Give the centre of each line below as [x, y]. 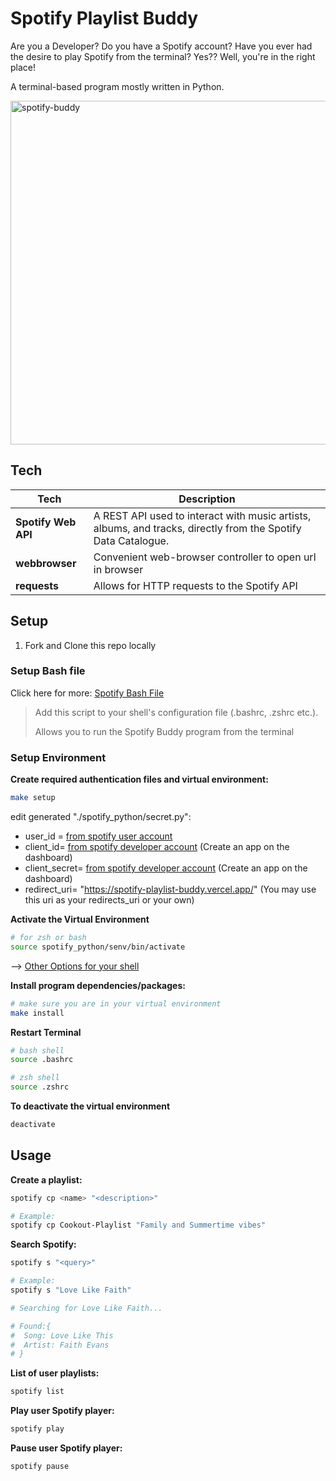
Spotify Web [46, 522]
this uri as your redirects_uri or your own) [109, 900]
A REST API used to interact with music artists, [202, 515]
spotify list [37, 1392]
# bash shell [37, 1050]
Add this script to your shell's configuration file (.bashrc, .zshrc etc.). [176, 712]
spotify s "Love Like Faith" [71, 1290]
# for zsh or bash [48, 938]
